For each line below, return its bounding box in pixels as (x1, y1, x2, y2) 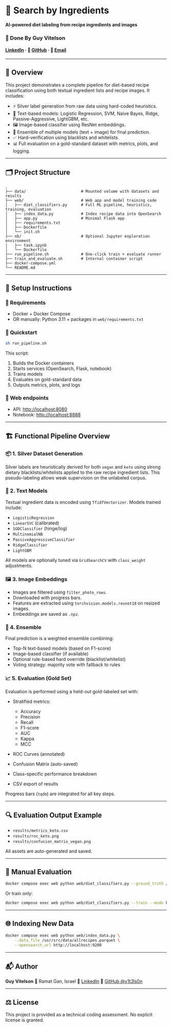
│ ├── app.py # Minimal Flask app (5, 215, 125, 221)
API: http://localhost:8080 (12, 406, 68, 412)
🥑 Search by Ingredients (5, 5, 109, 16)
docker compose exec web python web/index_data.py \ (5, 933, 120, 938)
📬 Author (5, 962, 38, 971)
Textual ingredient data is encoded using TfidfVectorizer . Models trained (5, 499, 161, 505)
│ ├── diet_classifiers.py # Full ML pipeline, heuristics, (5, 202, 153, 207)
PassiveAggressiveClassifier (12, 537, 75, 542)
